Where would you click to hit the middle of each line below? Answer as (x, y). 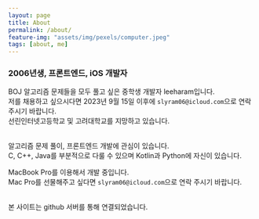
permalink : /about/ (40, 30)
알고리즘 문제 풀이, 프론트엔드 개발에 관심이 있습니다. (89, 146)
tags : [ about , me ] (38, 45)
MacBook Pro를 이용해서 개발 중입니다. (69, 172)
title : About (29, 23)
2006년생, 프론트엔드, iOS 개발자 (68, 74)
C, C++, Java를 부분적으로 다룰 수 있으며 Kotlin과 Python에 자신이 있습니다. (125, 156)
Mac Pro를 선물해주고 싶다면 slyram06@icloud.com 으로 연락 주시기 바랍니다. (125, 182)
